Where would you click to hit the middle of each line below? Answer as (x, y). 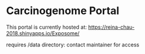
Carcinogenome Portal (63, 11)
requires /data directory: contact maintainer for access (73, 45)
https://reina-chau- (111, 27)
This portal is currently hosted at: (46, 27)
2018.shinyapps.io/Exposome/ (43, 33)
